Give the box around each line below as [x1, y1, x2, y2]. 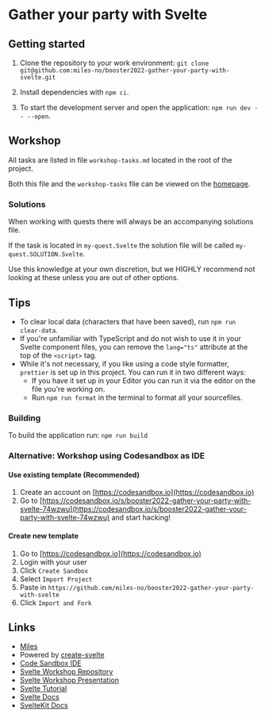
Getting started [8, 37, 86, 51]
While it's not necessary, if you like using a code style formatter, [19, 358, 230, 368]
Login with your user [19, 557, 87, 566]
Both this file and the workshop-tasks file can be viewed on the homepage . [8, 178, 251, 188]
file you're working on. [31, 384, 106, 393]
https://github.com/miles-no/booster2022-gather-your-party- [48, 584, 255, 592]
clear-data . [19, 325, 58, 335]
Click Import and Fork [19, 597, 92, 608]
